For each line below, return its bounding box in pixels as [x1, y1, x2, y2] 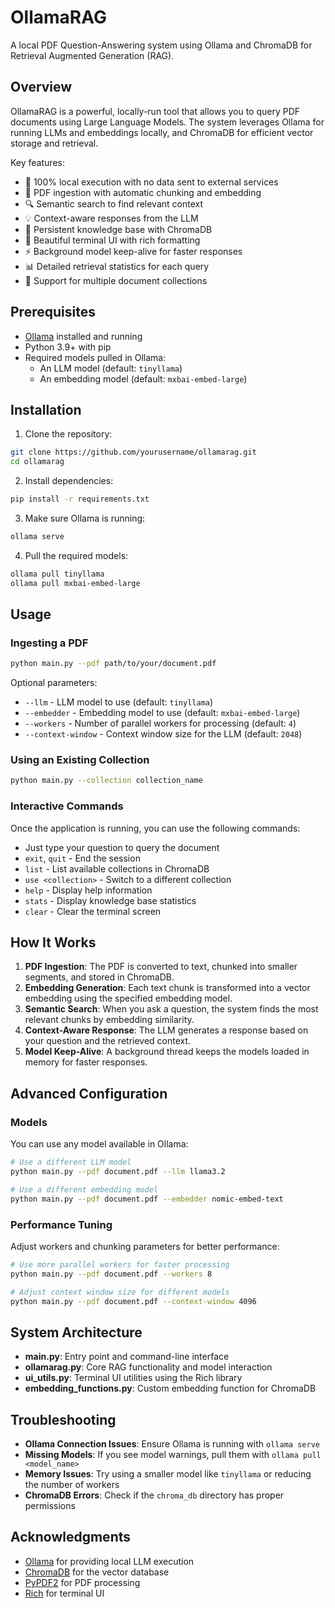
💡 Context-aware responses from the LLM [24, 212, 199, 224]
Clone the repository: [24, 428, 113, 440]
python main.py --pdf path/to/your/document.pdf [10, 659, 217, 669]
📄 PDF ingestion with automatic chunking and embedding [24, 186, 262, 198]
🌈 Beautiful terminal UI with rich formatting [24, 234, 201, 246]
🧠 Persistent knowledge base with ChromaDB [24, 223, 213, 235]
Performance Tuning [10, 1217, 113, 1231]
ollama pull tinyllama [10, 569, 105, 579]
